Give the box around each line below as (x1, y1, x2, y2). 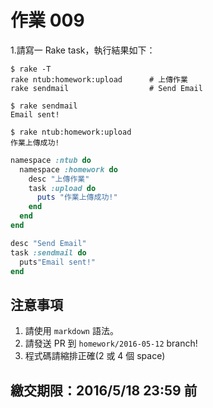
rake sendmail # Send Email (10, 83, 203, 93)
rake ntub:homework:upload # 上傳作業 (10, 74, 188, 85)
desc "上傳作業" (28, 174, 90, 184)
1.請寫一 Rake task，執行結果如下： (10, 44, 156, 56)
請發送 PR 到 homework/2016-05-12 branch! (24, 337, 198, 350)
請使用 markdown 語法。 (24, 325, 119, 337)
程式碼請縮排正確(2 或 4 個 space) (24, 350, 166, 362)
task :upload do (28, 183, 97, 193)
